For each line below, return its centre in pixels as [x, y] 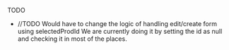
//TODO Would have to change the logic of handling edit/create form [117, 24]
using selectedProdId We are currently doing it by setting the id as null [120, 31]
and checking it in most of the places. [72, 39]
